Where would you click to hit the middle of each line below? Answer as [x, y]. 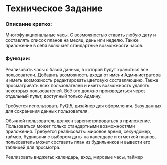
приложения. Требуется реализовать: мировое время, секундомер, [78, 131]
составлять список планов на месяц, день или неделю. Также [72, 40]
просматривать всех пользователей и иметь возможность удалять [77, 85]
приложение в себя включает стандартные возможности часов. [74, 46]
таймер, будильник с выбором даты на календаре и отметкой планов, [81, 137]
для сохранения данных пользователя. [47, 111]
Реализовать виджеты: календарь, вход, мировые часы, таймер [74, 157]
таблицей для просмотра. [33, 147]
